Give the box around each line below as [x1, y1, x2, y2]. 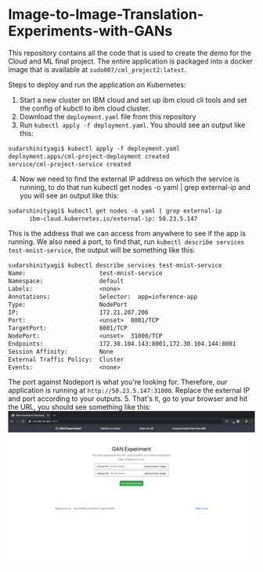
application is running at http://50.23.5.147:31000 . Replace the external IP [8, 385, 250, 395]
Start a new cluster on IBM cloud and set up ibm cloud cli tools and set [19, 95, 247, 104]
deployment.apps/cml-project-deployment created [8, 152, 170, 160]
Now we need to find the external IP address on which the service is [19, 174, 240, 184]
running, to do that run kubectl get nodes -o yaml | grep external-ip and [19, 182, 250, 191]
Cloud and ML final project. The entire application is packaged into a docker [8, 56, 253, 66]
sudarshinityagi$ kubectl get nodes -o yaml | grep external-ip [8, 206, 222, 215]
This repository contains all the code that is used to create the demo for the [8, 48, 252, 57]
